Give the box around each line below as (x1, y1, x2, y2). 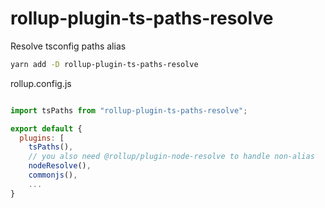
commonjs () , (28, 170, 78, 181)
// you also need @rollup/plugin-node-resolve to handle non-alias (28, 152, 315, 162)
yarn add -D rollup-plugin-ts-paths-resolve (10, 59, 199, 69)
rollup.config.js (10, 77, 72, 89)
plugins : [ (19, 133, 65, 143)
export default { (10, 123, 83, 134)
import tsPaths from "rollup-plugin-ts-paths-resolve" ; (10, 105, 248, 116)
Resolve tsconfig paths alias (10, 40, 127, 52)
